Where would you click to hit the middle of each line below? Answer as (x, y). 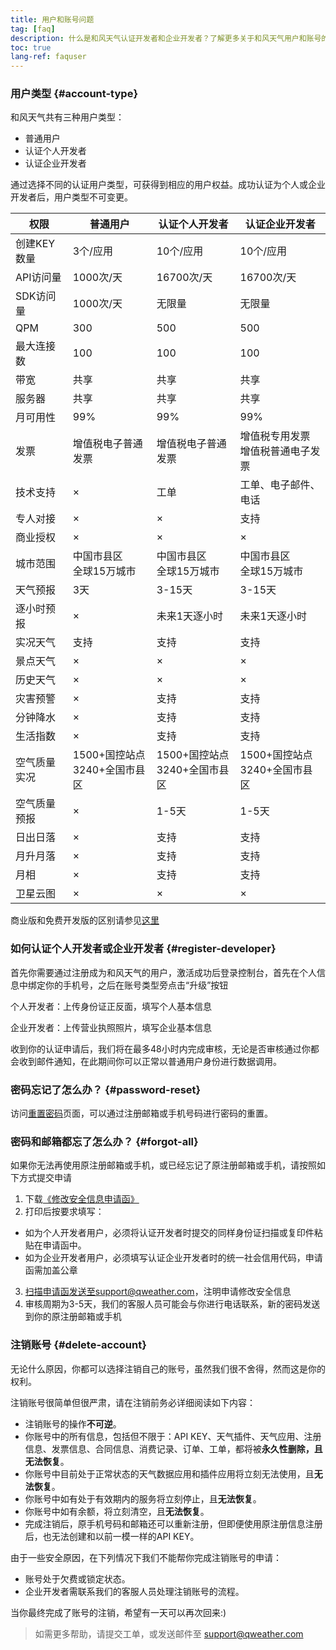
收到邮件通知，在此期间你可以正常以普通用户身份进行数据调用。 (150, 1061)
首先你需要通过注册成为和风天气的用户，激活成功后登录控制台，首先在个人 (163, 972)
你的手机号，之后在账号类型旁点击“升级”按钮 (136, 985)
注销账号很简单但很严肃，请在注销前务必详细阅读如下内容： (133, 1402)
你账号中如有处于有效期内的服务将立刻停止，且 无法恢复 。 (143, 1498)
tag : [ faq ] (33, 29)
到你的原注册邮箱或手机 (73, 1317)
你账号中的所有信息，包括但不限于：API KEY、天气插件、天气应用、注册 (173, 1436)
